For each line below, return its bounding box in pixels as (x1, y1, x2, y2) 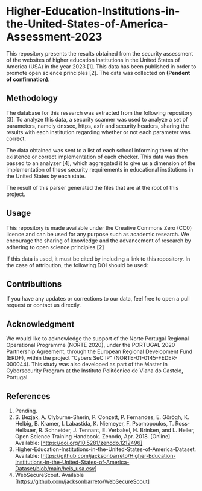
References (6, 391, 51, 402)
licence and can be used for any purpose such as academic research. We (6, 230, 189, 238)
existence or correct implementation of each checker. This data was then (6, 153, 188, 160)
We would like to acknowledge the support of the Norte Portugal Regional (6, 335, 189, 342)
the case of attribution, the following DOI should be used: (6, 261, 148, 268)
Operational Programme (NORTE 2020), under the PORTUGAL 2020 (6, 342, 175, 349)
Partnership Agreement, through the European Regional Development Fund (6, 348, 193, 355)
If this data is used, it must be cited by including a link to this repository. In (6, 255, 191, 262)
